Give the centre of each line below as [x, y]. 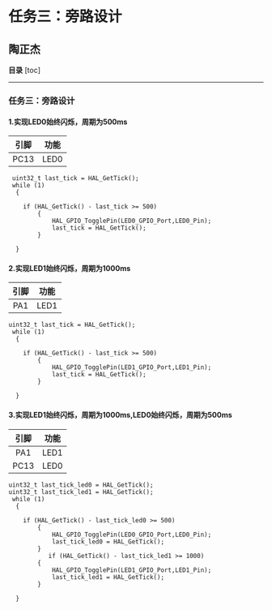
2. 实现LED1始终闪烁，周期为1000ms [70, 268]
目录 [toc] [24, 70]
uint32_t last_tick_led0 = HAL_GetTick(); [81, 485]
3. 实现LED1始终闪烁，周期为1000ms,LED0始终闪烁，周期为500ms [120, 415]
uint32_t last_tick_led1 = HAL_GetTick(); [81, 492]
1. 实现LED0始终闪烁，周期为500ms [68, 122]
